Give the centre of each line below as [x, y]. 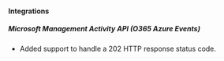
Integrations [29, 11]
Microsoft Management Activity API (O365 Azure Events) [105, 29]
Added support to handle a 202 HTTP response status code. [118, 48]
